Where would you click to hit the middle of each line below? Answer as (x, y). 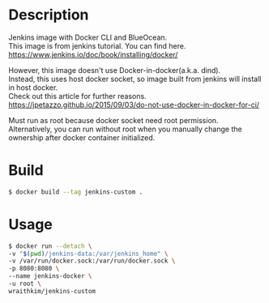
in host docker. (33, 87)
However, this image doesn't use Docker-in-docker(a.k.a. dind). (115, 70)
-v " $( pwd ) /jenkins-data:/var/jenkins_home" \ (88, 254)
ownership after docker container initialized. (82, 137)
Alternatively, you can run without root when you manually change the (125, 129)
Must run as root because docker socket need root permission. (113, 120)
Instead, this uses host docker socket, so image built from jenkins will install (135, 79)
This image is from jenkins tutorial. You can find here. (97, 45)
